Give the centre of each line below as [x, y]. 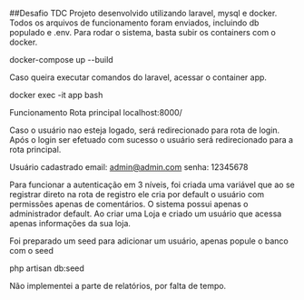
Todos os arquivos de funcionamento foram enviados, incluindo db [134, 23]
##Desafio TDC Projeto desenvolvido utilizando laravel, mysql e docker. [143, 13]
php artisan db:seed [47, 268]
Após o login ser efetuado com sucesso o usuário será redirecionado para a [151, 140]
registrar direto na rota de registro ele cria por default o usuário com [137, 194]
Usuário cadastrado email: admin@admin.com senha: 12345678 [129, 167]
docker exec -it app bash [56, 95]
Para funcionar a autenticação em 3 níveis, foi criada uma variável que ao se [152, 185]
